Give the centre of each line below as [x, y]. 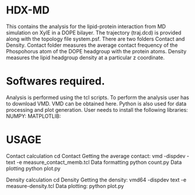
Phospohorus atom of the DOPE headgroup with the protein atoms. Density [96, 51]
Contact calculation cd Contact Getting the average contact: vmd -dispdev [96, 156]
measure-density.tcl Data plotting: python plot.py [65, 186]
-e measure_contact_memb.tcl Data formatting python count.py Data [99, 162]
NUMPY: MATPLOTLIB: [34, 116]
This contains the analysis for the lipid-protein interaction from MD [86, 26]
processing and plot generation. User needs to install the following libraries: [97, 110]
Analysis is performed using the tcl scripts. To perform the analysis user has [98, 97]
